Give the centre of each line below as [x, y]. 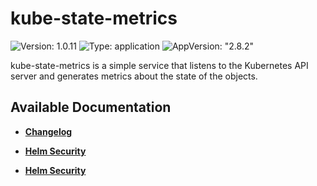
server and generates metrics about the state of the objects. [134, 76]
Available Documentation [91, 107]
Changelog [48, 131]
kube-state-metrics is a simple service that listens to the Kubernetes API [159, 65]
